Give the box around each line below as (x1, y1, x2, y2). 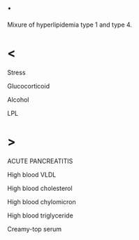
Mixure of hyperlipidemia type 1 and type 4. (7, 20, 133, 29)
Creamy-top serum (7, 225, 61, 233)
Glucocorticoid (7, 81, 50, 90)
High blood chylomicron (7, 197, 77, 206)
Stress (7, 68, 26, 76)
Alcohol (7, 95, 29, 104)
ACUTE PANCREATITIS (7, 156, 73, 165)
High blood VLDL (7, 170, 57, 179)
